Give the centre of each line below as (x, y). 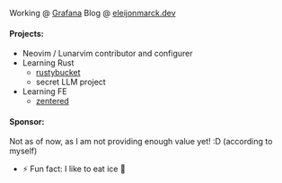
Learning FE (44, 91)
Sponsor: (27, 121)
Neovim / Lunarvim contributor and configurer (107, 54)
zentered (52, 101)
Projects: (26, 33)
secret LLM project (70, 82)
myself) (23, 151)
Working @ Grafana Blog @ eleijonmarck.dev (93, 13)
